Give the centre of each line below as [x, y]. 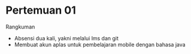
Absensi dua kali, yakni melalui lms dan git [66, 38]
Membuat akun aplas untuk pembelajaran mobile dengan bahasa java [100, 45]
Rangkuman [20, 27]
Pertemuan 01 [41, 10]
